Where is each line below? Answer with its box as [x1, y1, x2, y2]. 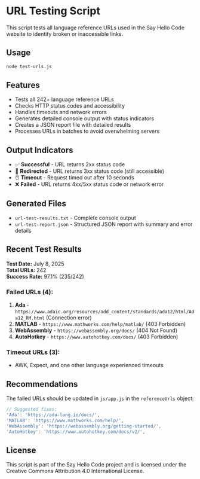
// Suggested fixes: [6, 407, 58, 413]
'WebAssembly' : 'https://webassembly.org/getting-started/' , [6, 423, 162, 429]
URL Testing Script [6, 4, 100, 18]
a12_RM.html [14, 315, 45, 321]
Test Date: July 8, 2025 [6, 260, 64, 267]
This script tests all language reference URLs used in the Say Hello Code [6, 24, 185, 31]
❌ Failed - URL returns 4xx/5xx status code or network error [14, 181, 164, 188]
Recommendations [6, 379, 78, 389]
